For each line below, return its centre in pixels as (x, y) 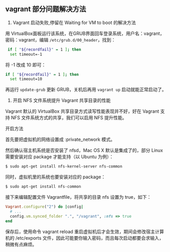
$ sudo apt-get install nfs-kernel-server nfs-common (64, 166)
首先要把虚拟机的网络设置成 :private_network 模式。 (60, 139)
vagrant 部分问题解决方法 (46, 9)
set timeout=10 (26, 79)
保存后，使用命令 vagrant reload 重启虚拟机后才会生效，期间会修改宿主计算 (85, 232)
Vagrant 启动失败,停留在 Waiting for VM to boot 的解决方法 (74, 23)
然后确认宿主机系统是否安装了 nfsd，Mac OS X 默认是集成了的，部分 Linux (84, 151)
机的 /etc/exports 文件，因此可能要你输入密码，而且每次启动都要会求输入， (84, 238)
